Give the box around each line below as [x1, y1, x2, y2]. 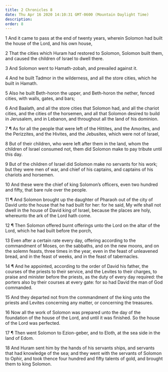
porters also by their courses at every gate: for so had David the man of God [5, 280, 163, 286]
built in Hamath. [5, 80, 38, 86]
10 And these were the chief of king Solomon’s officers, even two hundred [5, 181, 158, 188]
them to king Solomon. [5, 361, 52, 367]
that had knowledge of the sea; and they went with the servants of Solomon [5, 350, 162, 356]
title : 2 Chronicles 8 [5, 7, 53, 13]
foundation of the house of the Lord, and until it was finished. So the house [5, 315, 160, 321]
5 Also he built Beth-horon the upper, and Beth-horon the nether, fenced [5, 90, 154, 96]
